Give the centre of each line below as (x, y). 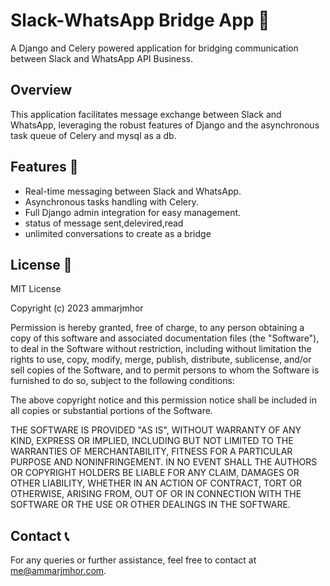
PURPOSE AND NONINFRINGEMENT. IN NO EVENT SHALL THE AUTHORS (164, 462)
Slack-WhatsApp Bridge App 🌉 (140, 20)
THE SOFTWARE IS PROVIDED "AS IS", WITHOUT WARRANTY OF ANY (156, 430)
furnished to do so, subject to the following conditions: (122, 381)
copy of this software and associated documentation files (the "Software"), (165, 338)
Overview (41, 90)
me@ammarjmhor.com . (58, 571)
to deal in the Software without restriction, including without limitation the (161, 349)
